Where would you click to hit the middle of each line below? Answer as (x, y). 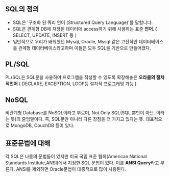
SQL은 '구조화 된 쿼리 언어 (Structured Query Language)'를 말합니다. (83, 22)
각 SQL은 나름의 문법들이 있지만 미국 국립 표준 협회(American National (76, 157)
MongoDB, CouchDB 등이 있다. (43, 125)
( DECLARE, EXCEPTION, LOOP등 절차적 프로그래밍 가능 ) (78, 84)
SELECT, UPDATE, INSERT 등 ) (44, 35)
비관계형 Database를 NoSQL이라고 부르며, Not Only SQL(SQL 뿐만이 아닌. (80, 113)
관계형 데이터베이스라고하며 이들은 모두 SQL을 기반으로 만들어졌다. (85, 48)
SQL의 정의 (22, 9)
